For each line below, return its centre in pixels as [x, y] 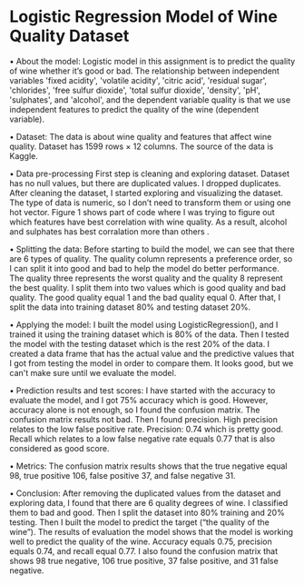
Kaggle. [24, 155]
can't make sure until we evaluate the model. [93, 372]
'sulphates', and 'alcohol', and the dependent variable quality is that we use [150, 99]
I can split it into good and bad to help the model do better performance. [144, 268]
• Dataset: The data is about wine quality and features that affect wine [141, 136]
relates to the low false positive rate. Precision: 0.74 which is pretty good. [147, 429]
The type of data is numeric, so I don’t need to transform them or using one [151, 203]
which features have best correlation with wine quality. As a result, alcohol [148, 222]
